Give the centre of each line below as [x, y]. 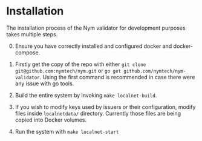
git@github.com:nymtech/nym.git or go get [68, 70]
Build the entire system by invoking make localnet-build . [86, 95]
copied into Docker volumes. [51, 120]
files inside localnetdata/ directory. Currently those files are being [98, 113]
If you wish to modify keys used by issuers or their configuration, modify [105, 107]
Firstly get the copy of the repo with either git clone [80, 64]
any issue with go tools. [44, 84]
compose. [28, 52]
